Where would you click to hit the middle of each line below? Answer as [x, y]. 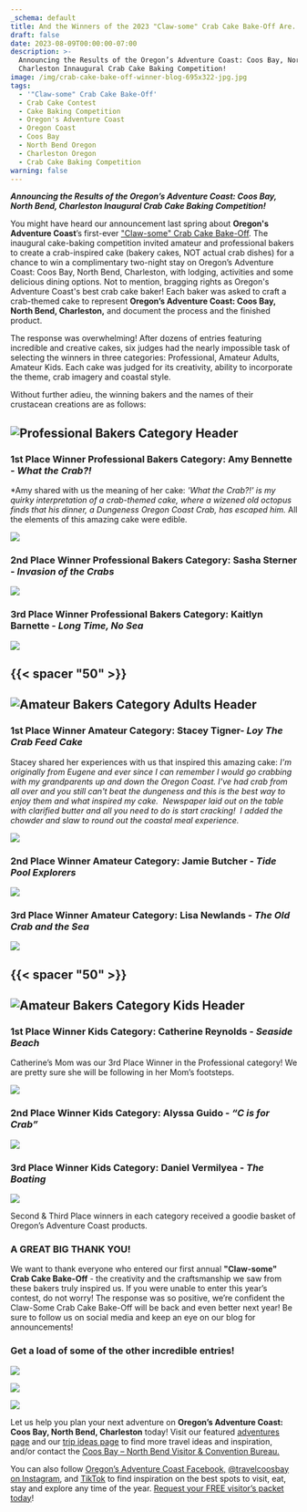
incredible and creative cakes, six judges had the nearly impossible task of [150, 348]
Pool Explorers [43, 872]
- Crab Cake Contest [57, 103]
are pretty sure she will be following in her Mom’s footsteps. [123, 1072]
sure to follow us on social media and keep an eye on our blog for [133, 1318]
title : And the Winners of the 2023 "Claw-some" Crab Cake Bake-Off [143, 26]
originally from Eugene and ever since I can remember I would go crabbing [151, 772]
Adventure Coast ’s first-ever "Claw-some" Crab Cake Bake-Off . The [139, 233]
